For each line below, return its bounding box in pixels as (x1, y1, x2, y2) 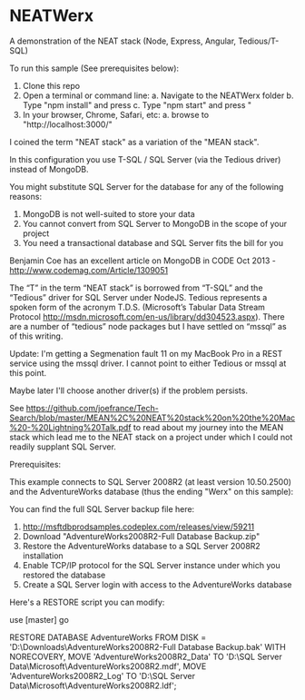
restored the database (22, 569, 106, 580)
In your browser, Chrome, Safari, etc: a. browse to (22, 109, 210, 120)
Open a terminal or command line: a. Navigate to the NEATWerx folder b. (22, 90, 294, 101)
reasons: (9, 191, 43, 202)
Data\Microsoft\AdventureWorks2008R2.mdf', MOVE (9, 660, 207, 672)
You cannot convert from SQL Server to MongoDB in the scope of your (22, 218, 288, 229)
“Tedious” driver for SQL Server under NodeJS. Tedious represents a (9, 291, 268, 302)
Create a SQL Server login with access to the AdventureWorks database (22, 578, 292, 590)
